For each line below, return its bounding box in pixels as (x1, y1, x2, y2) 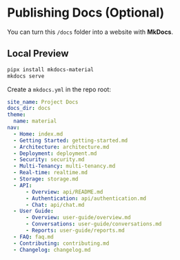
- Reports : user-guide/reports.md (25, 227, 126, 234)
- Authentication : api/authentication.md (25, 195, 147, 202)
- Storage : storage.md (13, 176, 79, 183)
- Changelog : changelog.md (13, 246, 91, 253)
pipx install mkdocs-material (7, 66, 94, 73)
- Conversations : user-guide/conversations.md (25, 221, 162, 228)
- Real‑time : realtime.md (13, 169, 88, 176)
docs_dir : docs (7, 105, 51, 112)
